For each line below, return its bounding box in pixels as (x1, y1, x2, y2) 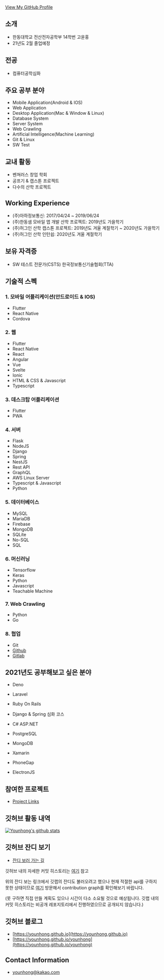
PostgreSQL (12, 731, 37, 737)
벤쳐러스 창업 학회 (12, 171, 47, 178)
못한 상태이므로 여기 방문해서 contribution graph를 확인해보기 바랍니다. (5, 885, 144, 891)
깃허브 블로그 (5, 917, 43, 926)
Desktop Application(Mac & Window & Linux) (12, 110, 104, 116)
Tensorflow (12, 567, 36, 573)
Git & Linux (12, 137, 35, 143)
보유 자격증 (5, 247, 37, 255)
